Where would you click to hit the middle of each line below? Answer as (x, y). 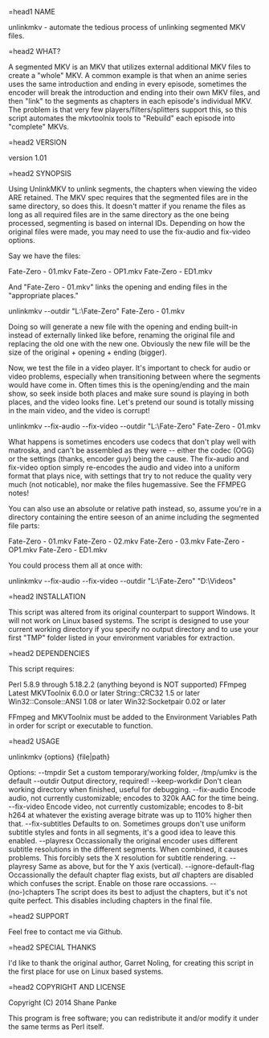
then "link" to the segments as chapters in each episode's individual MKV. (130, 101)
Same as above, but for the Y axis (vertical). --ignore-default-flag (147, 866)
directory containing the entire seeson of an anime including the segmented (134, 517)
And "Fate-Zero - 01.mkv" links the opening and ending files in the (118, 287)
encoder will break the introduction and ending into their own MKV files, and (134, 92)
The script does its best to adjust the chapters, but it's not (151, 892)
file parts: (24, 525)
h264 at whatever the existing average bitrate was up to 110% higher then (130, 815)
